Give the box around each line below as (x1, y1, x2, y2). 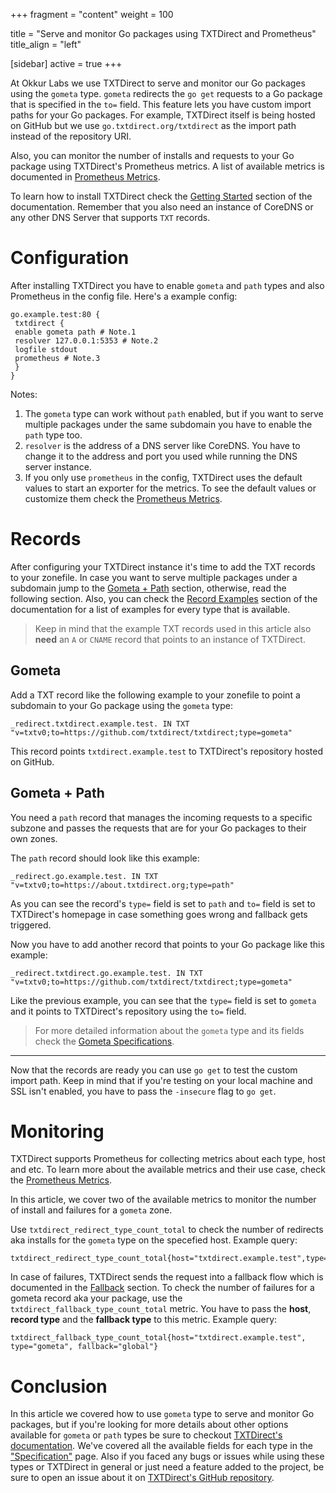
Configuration (10, 247, 130, 269)
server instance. (24, 460, 92, 473)
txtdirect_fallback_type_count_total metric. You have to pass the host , (10, 1303, 312, 1315)
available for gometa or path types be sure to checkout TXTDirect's (10, 1429, 283, 1441)
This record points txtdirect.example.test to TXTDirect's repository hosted (10, 745, 323, 757)
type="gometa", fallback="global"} (10, 1342, 159, 1352)
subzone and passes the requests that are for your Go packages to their (10, 822, 307, 834)
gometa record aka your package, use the (10, 1292, 183, 1304)
